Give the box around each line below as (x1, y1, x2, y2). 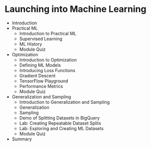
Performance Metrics (19, 83, 63, 89)
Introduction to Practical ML (19, 30, 77, 36)
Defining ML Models (19, 62, 61, 68)
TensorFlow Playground (19, 78, 68, 84)
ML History (19, 41, 42, 47)
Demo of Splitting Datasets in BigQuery (19, 115, 100, 121)
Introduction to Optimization (19, 57, 77, 63)
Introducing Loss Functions (19, 67, 76, 73)
